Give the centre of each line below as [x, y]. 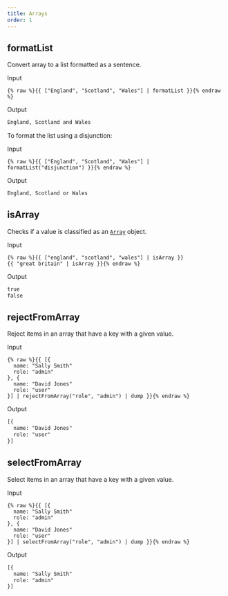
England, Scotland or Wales [48, 193]
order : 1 [20, 20]
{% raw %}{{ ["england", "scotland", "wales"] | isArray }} [96, 258]
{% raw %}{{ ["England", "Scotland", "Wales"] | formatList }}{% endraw [114, 91]
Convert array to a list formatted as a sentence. [74, 65]
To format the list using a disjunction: [60, 136]
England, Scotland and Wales [49, 123]
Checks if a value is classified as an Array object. [77, 231]
